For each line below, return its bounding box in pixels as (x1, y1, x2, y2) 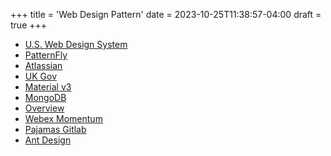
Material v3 (24, 81, 72, 93)
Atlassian (24, 60, 63, 71)
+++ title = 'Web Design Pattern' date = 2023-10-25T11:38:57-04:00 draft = (10, 9, 322, 20)
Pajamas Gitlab (24, 124, 87, 135)
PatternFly (24, 49, 68, 61)
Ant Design (24, 134, 72, 146)
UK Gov (24, 70, 57, 82)
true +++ (10, 19, 48, 31)
